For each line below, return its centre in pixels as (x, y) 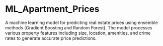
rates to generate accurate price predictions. (51, 38)
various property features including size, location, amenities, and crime (78, 33)
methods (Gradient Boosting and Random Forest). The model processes (79, 27)
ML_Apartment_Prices (52, 9)
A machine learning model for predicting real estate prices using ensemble (81, 23)
